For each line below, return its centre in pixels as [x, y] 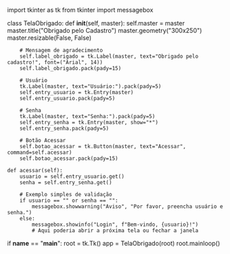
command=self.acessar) [40, 152]
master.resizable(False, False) [49, 38]
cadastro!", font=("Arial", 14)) [55, 62]
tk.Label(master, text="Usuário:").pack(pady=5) [91, 86]
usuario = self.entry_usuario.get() [72, 176]
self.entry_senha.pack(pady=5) [64, 128]
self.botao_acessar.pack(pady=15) [69, 159]
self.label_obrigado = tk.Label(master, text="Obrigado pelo [109, 56]
